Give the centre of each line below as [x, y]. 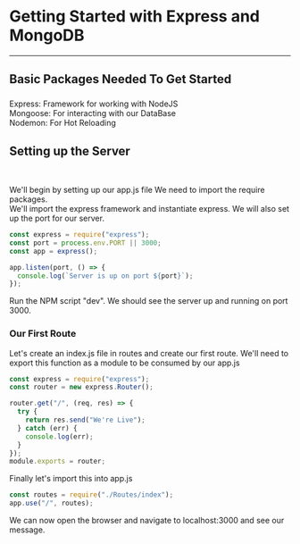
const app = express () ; [54, 251]
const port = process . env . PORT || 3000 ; [86, 243]
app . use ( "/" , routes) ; [51, 503]
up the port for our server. [57, 218]
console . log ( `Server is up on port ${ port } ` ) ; [105, 276]
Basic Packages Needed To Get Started [121, 79]
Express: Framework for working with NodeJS [94, 104]
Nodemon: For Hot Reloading [62, 123]
